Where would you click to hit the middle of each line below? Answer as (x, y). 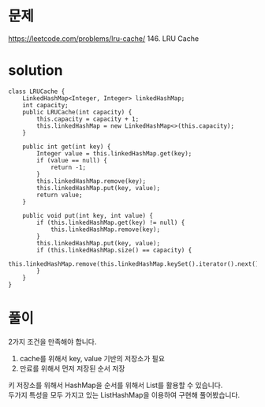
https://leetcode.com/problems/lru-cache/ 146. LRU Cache (104, 38)
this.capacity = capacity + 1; (88, 119)
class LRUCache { (37, 91)
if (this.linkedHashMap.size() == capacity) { (114, 250)
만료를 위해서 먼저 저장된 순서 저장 (72, 368)
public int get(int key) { (67, 147)
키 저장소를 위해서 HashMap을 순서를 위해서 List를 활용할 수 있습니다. (116, 385)
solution (35, 71)
